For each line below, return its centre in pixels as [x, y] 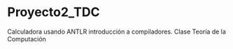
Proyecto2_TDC [54, 12]
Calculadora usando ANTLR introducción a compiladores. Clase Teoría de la [116, 31]
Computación [27, 38]
